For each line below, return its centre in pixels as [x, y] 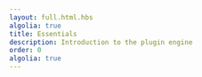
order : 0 [25, 50]
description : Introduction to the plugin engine [101, 42]
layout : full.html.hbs [51, 17]
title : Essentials [43, 34]
